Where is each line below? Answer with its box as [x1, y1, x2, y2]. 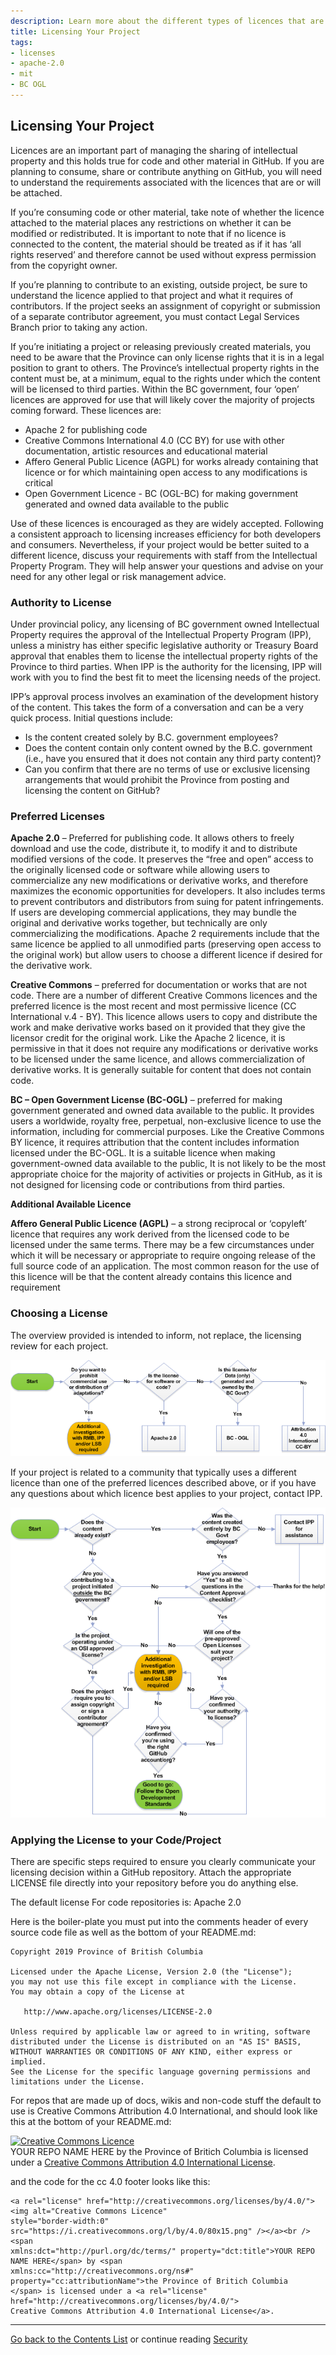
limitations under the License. [10, 2077, 145, 2087]
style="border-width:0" [10, 2216, 110, 2227]
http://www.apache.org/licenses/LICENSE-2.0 [23, 2007, 213, 2017]
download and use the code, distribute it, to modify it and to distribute [10, 843, 298, 855]
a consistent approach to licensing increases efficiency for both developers [10, 528, 322, 540]
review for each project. [10, 1340, 109, 1352]
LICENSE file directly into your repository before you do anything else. [10, 1877, 299, 1889]
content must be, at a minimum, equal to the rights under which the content [10, 372, 321, 384]
